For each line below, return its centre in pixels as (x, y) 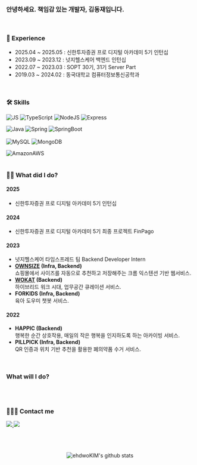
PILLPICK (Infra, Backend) (47, 342)
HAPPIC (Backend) (38, 328)
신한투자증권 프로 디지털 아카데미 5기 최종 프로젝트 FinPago (84, 232)
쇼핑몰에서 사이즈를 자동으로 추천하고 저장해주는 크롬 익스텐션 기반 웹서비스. (103, 273)
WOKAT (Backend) (38, 280)
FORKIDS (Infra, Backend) (47, 294)
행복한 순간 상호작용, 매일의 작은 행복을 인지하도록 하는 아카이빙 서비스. (97, 335)
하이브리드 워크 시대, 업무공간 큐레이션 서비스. (68, 287)
